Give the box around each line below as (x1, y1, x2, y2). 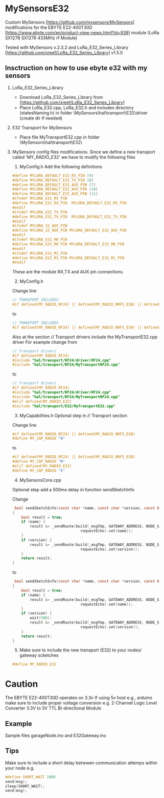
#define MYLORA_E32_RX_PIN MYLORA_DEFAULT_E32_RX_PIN (12, 201, 127, 206)
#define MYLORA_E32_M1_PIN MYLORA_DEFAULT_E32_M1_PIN (12, 255, 124, 261)
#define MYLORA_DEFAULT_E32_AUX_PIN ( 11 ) (12, 191, 98, 197)
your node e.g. (5, 765, 35, 771)
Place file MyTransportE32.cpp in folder (19, 134, 100, 140)
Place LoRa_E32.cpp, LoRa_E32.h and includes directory (19, 104, 134, 111)
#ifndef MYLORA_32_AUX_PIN (12, 223, 68, 229)
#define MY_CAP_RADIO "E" (12, 468, 65, 473)
